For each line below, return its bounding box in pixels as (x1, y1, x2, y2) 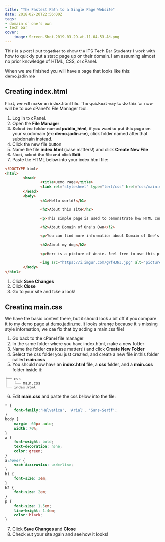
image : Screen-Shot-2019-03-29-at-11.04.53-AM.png (14, 35, 120, 40)
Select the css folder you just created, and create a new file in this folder (12, 351, 159, 357)
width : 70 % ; (14, 426, 38, 431)
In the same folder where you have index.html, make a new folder (12, 341, 145, 347)
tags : (5, 16, 16, 21)
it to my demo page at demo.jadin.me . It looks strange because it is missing (5, 321, 158, 327)
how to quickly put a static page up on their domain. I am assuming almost (5, 53, 156, 59)
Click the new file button (12, 141, 62, 147)
